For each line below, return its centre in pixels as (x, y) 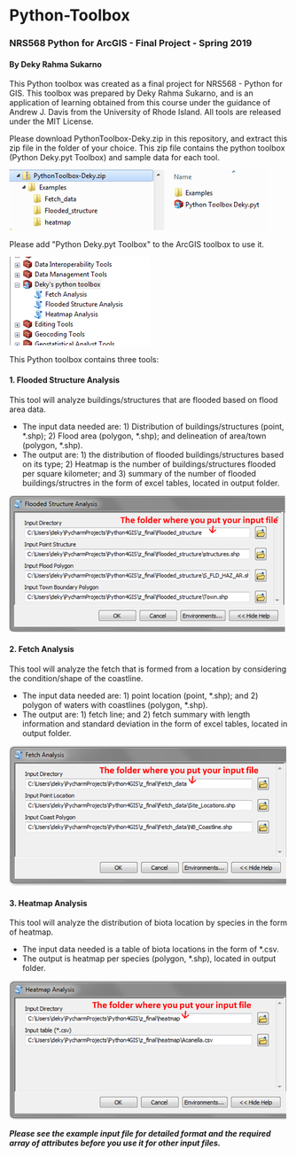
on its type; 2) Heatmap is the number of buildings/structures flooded (149, 464)
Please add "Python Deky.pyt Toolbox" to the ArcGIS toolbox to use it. (136, 245)
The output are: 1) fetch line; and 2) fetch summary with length (136, 715)
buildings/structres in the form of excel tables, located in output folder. (151, 483)
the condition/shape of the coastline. (76, 679)
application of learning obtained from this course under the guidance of (140, 103)
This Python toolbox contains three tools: (84, 360)
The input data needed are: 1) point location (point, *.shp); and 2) (140, 695)
